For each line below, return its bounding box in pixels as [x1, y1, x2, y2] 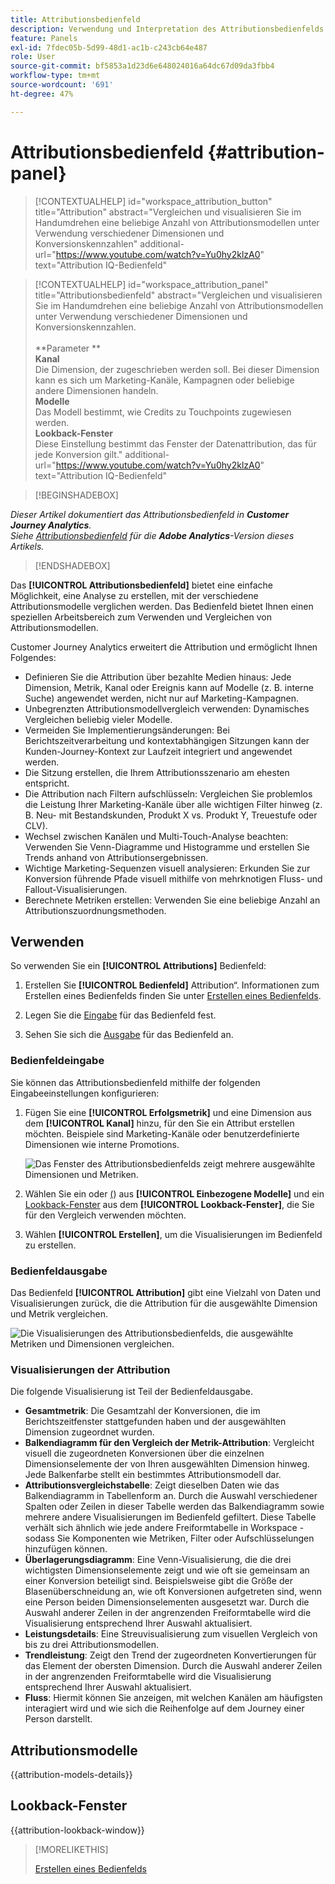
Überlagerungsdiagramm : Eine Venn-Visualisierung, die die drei [24, 1554, 292, 1566]
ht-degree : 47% [10, 89, 74, 99]
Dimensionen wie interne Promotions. [24, 1138, 180, 1150]
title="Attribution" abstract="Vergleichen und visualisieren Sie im [34, 206, 302, 218]
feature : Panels [10, 33, 78, 43]
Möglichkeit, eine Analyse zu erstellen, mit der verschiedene [10, 589, 259, 601]
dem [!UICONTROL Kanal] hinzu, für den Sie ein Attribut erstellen [24, 1117, 295, 1129]
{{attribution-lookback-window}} [10, 1824, 145, 1836]
